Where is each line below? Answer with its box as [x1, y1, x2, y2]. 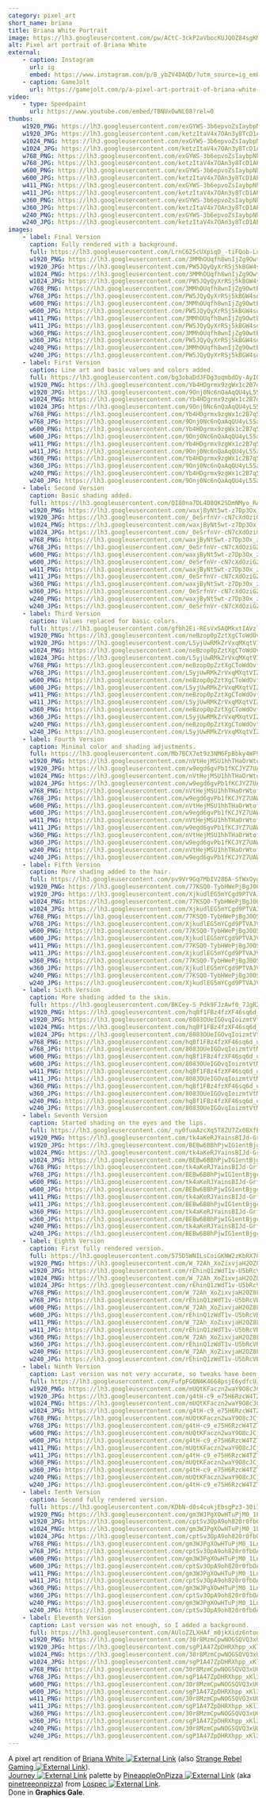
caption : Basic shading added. [28, 492, 133, 499]
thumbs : [8, 115, 34, 123]
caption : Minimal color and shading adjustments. [28, 742, 196, 750]
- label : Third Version [22, 609, 101, 618]
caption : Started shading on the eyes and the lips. [28, 1119, 207, 1128]
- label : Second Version [22, 484, 104, 492]
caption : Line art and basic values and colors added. [28, 366, 215, 374]
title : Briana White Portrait [8, 26, 108, 34]
